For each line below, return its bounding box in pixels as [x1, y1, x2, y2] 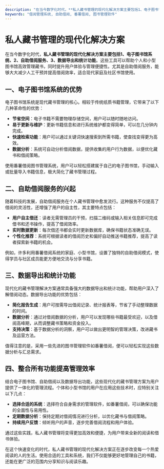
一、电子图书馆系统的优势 [5, 85, 82, 93]
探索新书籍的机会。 [16, 239, 55, 245]
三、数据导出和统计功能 [5, 272, 76, 280]
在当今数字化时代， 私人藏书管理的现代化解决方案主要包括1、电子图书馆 [5, 51, 148, 57]
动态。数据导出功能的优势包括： [18, 291, 82, 297]
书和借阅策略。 [12, 152, 42, 158]
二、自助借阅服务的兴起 [5, 184, 76, 193]
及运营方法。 [12, 332, 38, 338]
